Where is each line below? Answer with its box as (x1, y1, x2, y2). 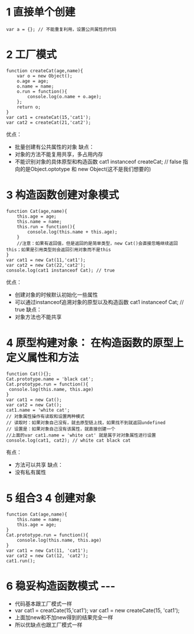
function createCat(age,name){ (6, 67, 83, 74)
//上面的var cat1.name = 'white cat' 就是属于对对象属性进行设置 (6, 432, 157, 438)
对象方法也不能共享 (14, 313, 62, 320)
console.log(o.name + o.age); (27, 93, 102, 99)
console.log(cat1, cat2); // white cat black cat (6, 437, 131, 444)
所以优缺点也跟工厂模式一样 (14, 621, 83, 628)
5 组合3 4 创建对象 (6, 491, 96, 504)
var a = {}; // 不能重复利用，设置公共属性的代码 (6, 26, 117, 33)
